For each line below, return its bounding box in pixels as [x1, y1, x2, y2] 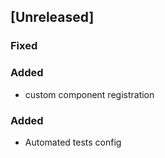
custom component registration [24, 88, 155, 100]
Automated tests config [24, 136, 122, 148]
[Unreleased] [10, 9, 95, 26]
